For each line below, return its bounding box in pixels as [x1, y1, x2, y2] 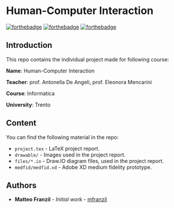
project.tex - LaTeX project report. [14, 145, 100, 152]
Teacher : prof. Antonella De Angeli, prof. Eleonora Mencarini [6, 78, 152, 85]
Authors [6, 180, 37, 190]
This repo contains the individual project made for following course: [6, 56, 169, 63]
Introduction [6, 40, 53, 50]
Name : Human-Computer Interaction [6, 67, 95, 74]
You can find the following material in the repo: [6, 133, 119, 141]
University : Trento [6, 101, 51, 108]
